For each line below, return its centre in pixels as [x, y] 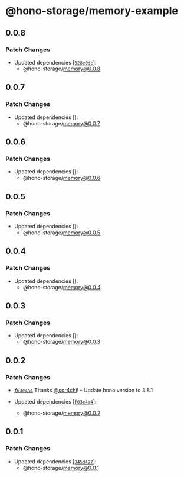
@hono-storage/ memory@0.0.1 [61, 468]
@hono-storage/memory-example [92, 11]
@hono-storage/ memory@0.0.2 [62, 413]
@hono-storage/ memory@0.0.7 [62, 123]
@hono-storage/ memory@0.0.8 [62, 69]
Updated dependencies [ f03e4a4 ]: [55, 402]
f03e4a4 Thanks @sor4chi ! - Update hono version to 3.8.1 [83, 390]
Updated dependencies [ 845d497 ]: [55, 461]
